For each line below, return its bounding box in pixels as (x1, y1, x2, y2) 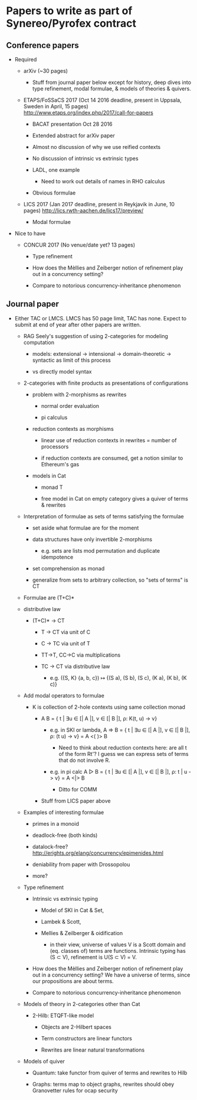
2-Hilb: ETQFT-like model (32, 1012, 94, 1019)
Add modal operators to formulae (23, 692, 104, 699)
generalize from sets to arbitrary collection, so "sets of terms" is (32, 576, 189, 583)
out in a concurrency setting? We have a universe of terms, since (32, 971, 191, 978)
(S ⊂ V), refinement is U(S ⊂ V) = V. (50, 953, 137, 961)
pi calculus (41, 414, 68, 421)
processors (41, 443, 69, 450)
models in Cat (32, 472, 66, 479)
